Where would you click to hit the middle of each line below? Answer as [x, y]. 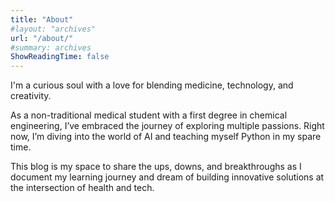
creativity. [31, 96]
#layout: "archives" [53, 29]
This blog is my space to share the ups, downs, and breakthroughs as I [156, 167]
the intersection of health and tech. [82, 188]
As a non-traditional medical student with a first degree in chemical [149, 115]
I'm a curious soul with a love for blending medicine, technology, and [152, 85]
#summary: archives [51, 47]
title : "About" [42, 19]
